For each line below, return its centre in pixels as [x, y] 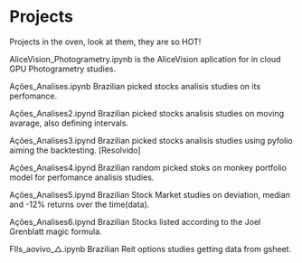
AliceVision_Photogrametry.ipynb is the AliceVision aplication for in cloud [145, 59]
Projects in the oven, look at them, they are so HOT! [105, 42]
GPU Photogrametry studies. [63, 69]
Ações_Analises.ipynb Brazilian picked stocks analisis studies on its [135, 86]
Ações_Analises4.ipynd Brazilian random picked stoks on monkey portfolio [148, 167]
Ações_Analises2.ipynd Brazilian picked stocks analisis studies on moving [147, 113]
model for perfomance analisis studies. [82, 177]
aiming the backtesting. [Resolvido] [75, 150]
